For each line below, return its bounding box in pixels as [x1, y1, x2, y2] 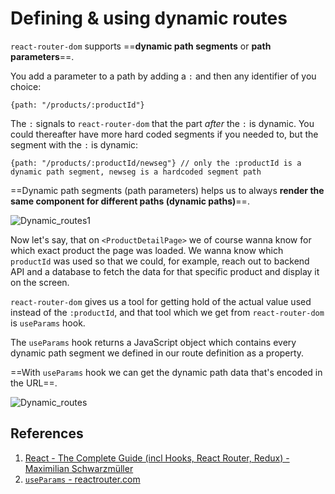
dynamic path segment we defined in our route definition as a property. [10, 347, 305, 359]
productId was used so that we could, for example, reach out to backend [10, 255, 310, 267]
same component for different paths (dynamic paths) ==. [10, 195, 250, 207]
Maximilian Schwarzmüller [24, 462, 134, 474]
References [10, 425, 84, 442]
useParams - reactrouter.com [24, 473, 141, 485]
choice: [10, 80, 42, 92]
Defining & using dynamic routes [10, 7, 288, 30]
